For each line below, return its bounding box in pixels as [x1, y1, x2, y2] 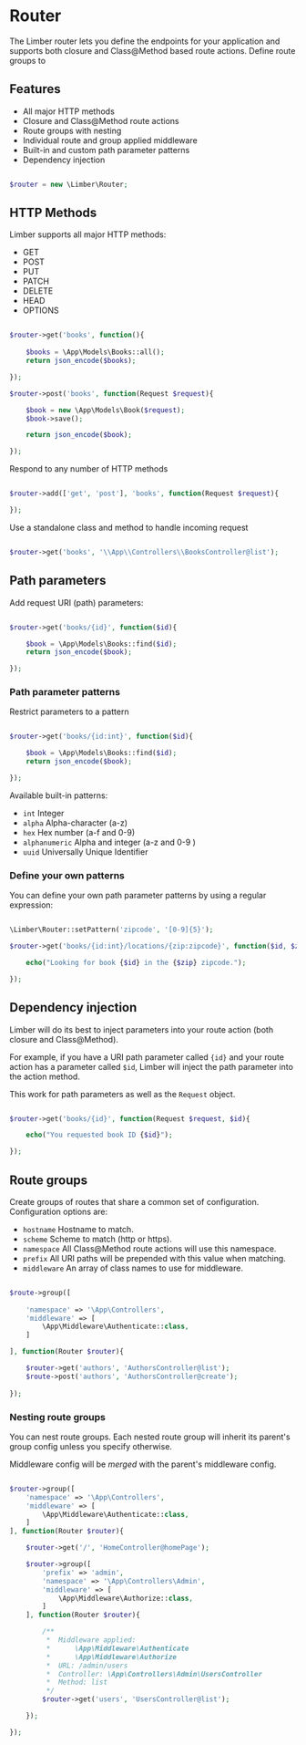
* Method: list [46, 1677, 107, 1688]
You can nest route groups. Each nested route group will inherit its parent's [9, 1431, 291, 1442]
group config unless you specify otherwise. [9, 1440, 173, 1451]
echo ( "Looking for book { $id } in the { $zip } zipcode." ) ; [25, 958, 247, 967]
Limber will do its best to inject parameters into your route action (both [9, 1023, 274, 1035]
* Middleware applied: [46, 1636, 137, 1645]
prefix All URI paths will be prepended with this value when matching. [22, 1252, 287, 1263]
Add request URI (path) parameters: [9, 597, 144, 608]
